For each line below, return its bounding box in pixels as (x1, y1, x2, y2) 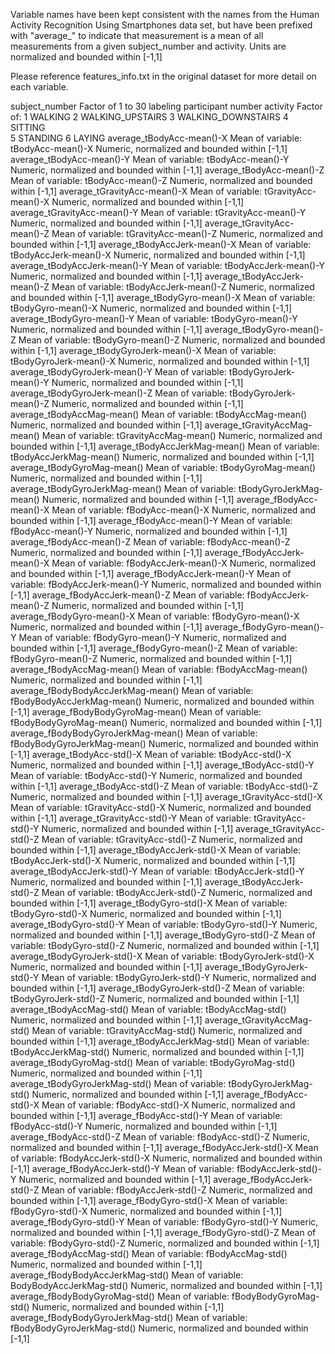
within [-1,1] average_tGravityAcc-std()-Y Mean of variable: (10, 812, 252, 824)
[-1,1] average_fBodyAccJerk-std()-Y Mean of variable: (10, 1163, 235, 1174)
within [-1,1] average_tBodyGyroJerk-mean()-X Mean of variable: (10, 345, 277, 356)
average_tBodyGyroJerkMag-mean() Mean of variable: (10, 483, 237, 494)
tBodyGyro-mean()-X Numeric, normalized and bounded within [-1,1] (10, 302, 293, 314)
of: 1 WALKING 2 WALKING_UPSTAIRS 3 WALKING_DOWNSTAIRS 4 (10, 111, 289, 123)
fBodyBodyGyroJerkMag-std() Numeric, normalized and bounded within (10, 1322, 309, 1334)
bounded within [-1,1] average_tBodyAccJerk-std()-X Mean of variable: (10, 844, 302, 856)
